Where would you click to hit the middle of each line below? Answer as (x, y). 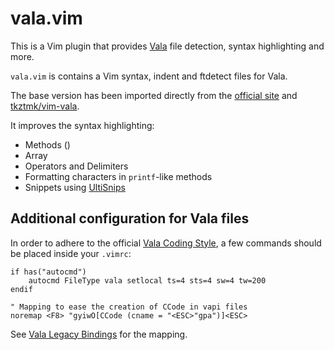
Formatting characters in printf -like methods (118, 176)
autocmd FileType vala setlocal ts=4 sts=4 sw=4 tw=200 (147, 280)
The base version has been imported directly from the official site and (154, 95)
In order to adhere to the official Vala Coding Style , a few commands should (166, 243)
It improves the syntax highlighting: (82, 125)
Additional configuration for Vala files (130, 218)
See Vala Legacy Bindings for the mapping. (99, 334)
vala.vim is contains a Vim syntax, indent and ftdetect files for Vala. (149, 76)
